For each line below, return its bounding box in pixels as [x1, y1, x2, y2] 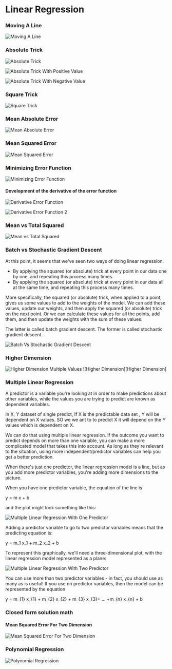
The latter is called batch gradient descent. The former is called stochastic [5, 326, 163, 332]
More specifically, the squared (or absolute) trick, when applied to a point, [5, 294, 162, 300]
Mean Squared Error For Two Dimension [5, 621, 92, 627]
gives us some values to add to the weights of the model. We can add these [5, 299, 166, 306]
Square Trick [5, 91, 38, 98]
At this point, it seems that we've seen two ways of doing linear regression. [5, 258, 164, 264]
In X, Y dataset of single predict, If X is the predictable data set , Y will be [5, 411, 160, 417]
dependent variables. [5, 402, 50, 408]
